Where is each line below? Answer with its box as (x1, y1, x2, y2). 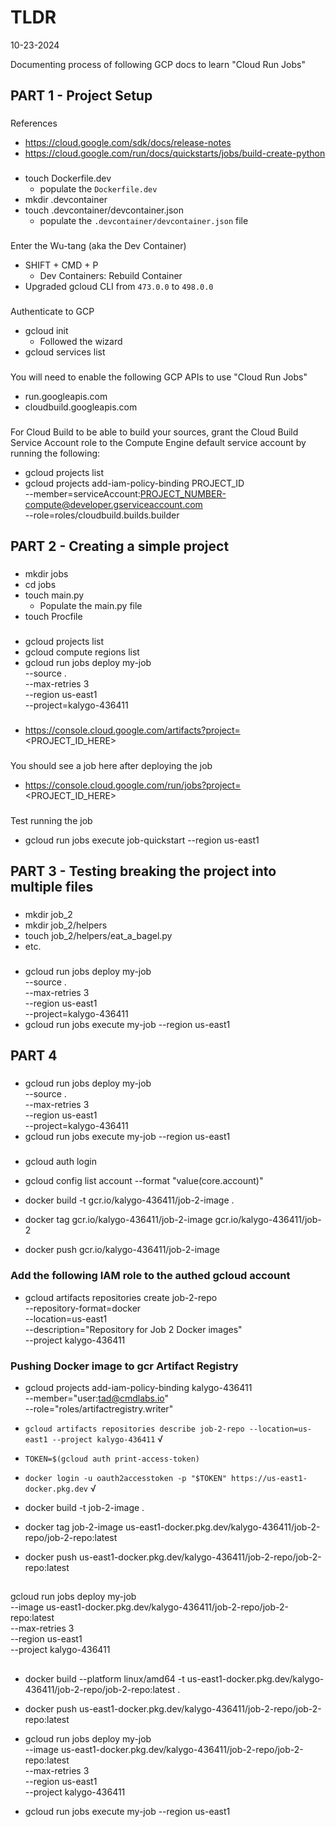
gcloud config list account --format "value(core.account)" (24, 1175, 264, 1187)
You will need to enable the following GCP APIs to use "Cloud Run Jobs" (10, 371, 308, 383)
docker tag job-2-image (24, 1521, 124, 1533)
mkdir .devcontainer (24, 194, 108, 206)
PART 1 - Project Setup (10, 87, 153, 105)
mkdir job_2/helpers (24, 919, 108, 931)
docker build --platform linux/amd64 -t (24, 1672, 185, 1685)
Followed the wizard (39, 336, 123, 348)
